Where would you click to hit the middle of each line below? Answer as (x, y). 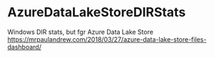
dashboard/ (24, 47)
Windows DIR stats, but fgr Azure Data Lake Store (80, 32)
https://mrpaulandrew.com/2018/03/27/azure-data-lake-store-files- (107, 39)
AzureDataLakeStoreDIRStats (97, 12)
